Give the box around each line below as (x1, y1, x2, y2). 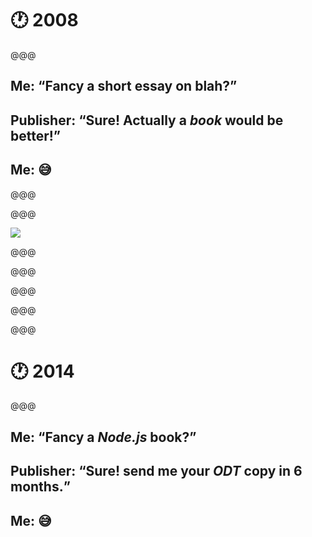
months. (10, 478, 64, 496)
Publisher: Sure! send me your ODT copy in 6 (10, 463, 303, 480)
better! (10, 127, 54, 144)
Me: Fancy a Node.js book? (10, 428, 190, 446)
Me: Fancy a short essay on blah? (10, 78, 231, 95)
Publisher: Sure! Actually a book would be (10, 112, 284, 129)
